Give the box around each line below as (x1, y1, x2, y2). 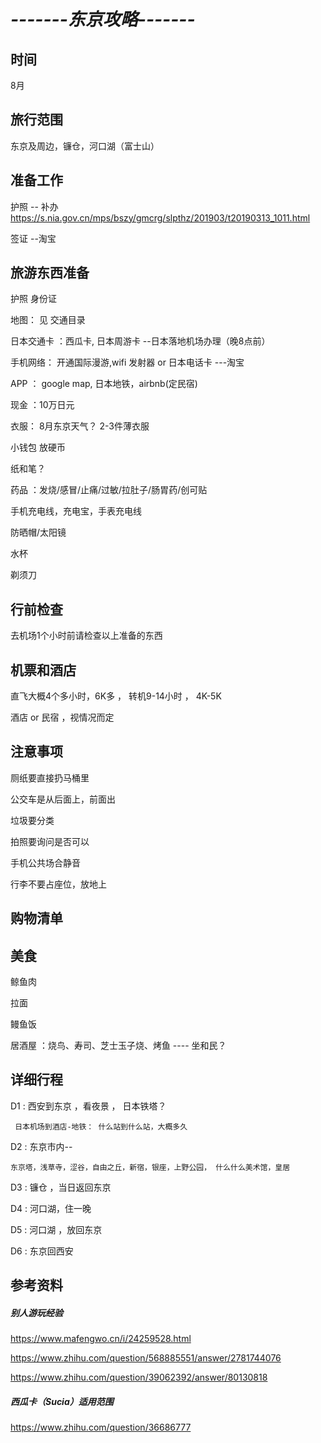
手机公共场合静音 (10, 856, 81, 869)
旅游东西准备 (10, 265, 90, 282)
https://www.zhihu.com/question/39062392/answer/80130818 (10, 1371, 268, 1384)
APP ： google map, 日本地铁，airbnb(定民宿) (10, 378, 198, 390)
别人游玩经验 (10, 1306, 63, 1319)
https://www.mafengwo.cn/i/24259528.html (10, 1333, 192, 1345)
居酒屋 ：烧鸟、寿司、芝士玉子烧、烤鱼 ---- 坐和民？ (10, 1040, 227, 1052)
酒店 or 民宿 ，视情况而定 (10, 711, 115, 724)
